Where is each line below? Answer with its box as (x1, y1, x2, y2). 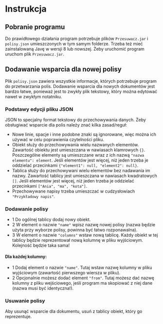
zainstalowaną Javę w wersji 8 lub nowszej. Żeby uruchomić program (5, 46, 145, 52)
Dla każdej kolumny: (5, 254, 47, 259)
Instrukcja (5, 3, 47, 15)
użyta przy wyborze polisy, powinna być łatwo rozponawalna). (12, 227, 138, 233)
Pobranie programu (5, 23, 65, 31)
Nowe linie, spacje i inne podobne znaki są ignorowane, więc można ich (12, 131, 157, 137)
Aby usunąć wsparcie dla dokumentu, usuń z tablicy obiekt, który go (5, 308, 143, 314)
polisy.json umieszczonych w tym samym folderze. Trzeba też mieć (5, 41, 143, 47)
